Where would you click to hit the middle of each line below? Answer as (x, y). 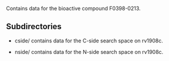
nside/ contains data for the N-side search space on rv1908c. (89, 52)
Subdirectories (34, 26)
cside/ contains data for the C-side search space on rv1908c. (89, 41)
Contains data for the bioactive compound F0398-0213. (73, 8)
